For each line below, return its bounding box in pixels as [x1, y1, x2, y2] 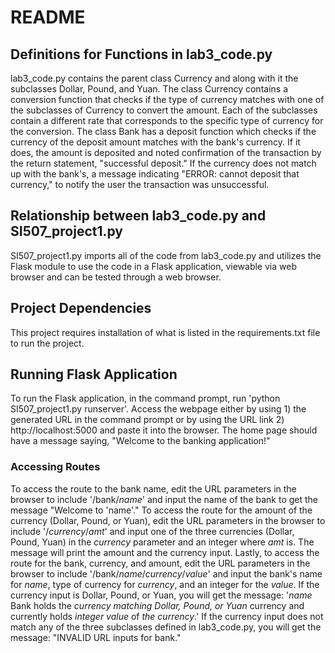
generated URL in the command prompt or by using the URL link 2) [10, 414, 285, 426]
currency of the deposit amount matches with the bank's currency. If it [10, 136, 301, 148]
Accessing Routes [10, 460, 101, 474]
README [10, 6, 86, 29]
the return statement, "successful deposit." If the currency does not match [10, 157, 317, 169]
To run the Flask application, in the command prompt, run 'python [10, 392, 281, 405]
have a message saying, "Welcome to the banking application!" [10, 435, 271, 447]
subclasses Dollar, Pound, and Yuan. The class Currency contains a [10, 83, 288, 95]
